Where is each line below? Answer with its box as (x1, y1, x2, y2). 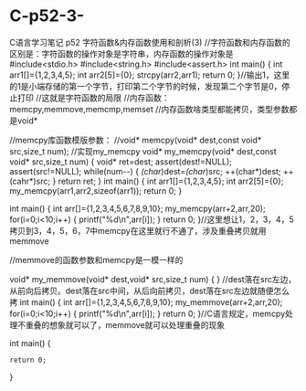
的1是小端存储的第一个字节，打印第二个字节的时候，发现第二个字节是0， (9, 80, 282, 91)
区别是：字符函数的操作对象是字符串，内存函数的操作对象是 (9, 48, 234, 59)
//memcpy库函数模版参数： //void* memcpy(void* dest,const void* (9, 134, 262, 145)
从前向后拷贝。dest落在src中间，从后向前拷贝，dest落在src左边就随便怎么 (9, 285, 290, 296)
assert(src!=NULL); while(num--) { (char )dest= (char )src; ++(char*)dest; (9, 165, 281, 176)
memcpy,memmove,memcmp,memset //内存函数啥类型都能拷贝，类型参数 (9, 103, 290, 114)
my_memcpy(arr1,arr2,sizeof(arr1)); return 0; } (9, 185, 183, 196)
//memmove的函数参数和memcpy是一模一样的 (9, 254, 184, 265)
